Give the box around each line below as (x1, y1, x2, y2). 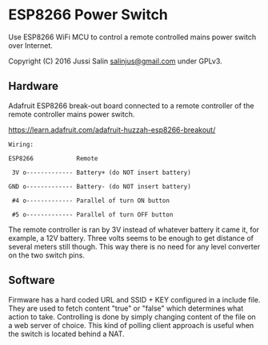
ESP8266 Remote (8, 154, 98, 162)
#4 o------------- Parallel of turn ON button (11, 197, 170, 205)
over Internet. (8, 40, 54, 50)
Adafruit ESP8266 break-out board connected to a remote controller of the (8, 100, 254, 110)
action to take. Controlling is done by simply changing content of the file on (8, 311, 256, 322)
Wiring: (8, 140, 34, 148)
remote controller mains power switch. (8, 109, 135, 119)
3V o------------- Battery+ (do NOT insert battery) (11, 168, 192, 177)
